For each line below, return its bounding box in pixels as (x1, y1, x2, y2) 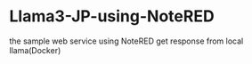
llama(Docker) (9, 44, 61, 55)
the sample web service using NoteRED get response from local (9, 36, 244, 46)
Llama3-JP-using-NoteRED (9, 6, 215, 27)
